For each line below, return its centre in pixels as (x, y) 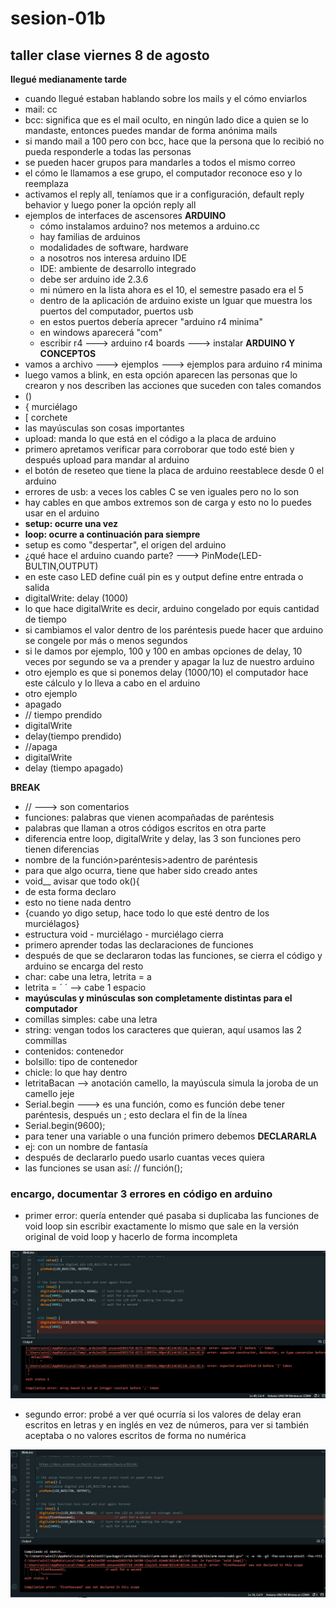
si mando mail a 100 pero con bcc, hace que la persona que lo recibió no (174, 141)
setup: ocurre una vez (71, 523)
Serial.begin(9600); (65, 1125)
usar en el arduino (62, 513)
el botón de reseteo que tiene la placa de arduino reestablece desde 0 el (174, 470)
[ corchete (46, 417)
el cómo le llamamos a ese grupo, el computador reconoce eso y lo (163, 173)
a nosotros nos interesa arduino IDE (113, 258)
